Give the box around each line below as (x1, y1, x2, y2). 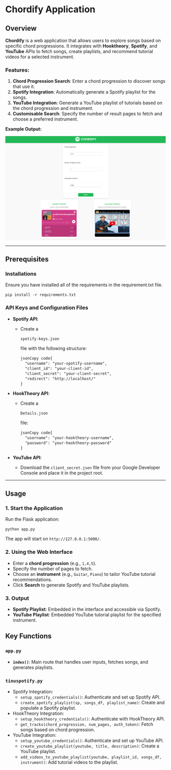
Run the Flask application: (5, 516, 60, 522)
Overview (5, 24, 37, 33)
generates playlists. (12, 664, 54, 670)
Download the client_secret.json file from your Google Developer (20, 464, 160, 471)
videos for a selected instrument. (5, 54, 75, 60)
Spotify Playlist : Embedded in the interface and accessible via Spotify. (12, 606, 161, 612)
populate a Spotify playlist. (20, 705, 76, 711)
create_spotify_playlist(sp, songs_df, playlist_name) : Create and (20, 699, 165, 706)
